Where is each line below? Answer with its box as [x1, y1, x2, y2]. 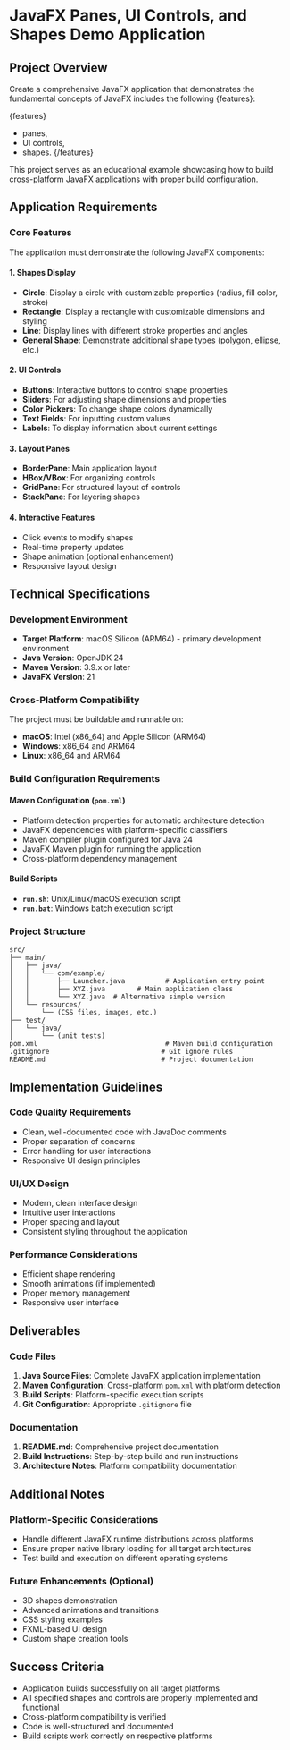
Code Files [9, 1350, 56, 1363]
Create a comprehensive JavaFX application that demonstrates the [9, 84, 255, 94]
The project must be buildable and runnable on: [9, 714, 185, 725]
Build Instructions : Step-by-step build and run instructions [21, 1451, 239, 1462]
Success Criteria [9, 1659, 104, 1674]
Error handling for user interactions [21, 1145, 152, 1156]
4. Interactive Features [9, 512, 95, 522]
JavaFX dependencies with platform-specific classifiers [21, 824, 228, 835]
